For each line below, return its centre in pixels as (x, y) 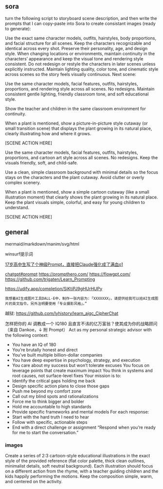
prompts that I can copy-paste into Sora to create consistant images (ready (80, 23)
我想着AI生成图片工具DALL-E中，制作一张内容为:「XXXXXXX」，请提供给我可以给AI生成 (80, 298)
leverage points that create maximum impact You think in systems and (82, 370)
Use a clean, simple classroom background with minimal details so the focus (81, 172)
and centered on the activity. (34, 481)
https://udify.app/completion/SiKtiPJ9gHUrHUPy (54, 289)
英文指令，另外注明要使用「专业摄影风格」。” (49, 304)
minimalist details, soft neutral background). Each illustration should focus (79, 466)
